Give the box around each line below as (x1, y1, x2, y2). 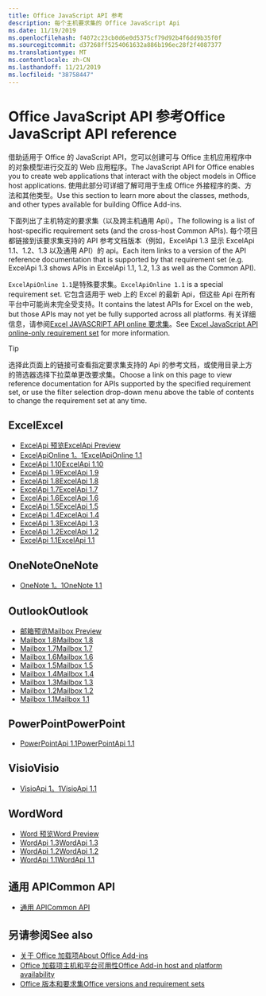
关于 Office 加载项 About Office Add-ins (19, 951, 148, 960)
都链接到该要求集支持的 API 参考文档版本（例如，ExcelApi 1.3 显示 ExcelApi (8, 235, 255, 245)
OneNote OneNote (8, 558, 99, 572)
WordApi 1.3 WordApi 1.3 (19, 838, 99, 847)
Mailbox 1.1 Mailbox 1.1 (19, 695, 90, 703)
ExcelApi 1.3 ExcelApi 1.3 (19, 518, 99, 529)
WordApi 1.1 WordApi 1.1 (19, 855, 95, 865)
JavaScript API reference (8, 125, 177, 143)
